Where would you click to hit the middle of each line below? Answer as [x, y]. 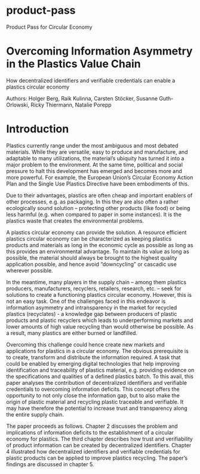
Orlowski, [18, 105]
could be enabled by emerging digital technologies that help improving [93, 363]
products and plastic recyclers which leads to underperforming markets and [100, 320]
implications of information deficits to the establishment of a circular [90, 432]
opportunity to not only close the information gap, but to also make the [93, 395]
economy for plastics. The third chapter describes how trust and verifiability [99, 439]
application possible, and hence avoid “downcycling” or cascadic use [92, 264]
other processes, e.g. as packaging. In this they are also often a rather [93, 202]
